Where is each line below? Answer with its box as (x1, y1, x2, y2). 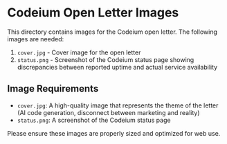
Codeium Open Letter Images (7, 5, 179, 21)
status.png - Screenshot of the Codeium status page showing (17, 55, 194, 63)
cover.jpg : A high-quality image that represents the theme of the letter (17, 101, 219, 110)
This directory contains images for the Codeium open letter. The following (7, 28, 218, 36)
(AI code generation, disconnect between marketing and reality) (17, 108, 200, 116)
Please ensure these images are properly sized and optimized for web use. (7, 129, 221, 137)
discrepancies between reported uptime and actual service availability (17, 63, 218, 71)
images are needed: (7, 34, 64, 43)
